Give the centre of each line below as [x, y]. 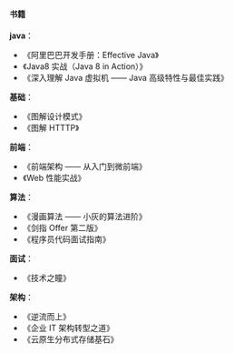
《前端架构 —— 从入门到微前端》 [84, 166]
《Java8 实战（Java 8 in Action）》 [85, 66]
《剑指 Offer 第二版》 [62, 228]
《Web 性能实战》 [54, 178]
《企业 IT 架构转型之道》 [68, 328]
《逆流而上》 [46, 317]
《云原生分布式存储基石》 [70, 339]
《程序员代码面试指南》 [66, 239]
